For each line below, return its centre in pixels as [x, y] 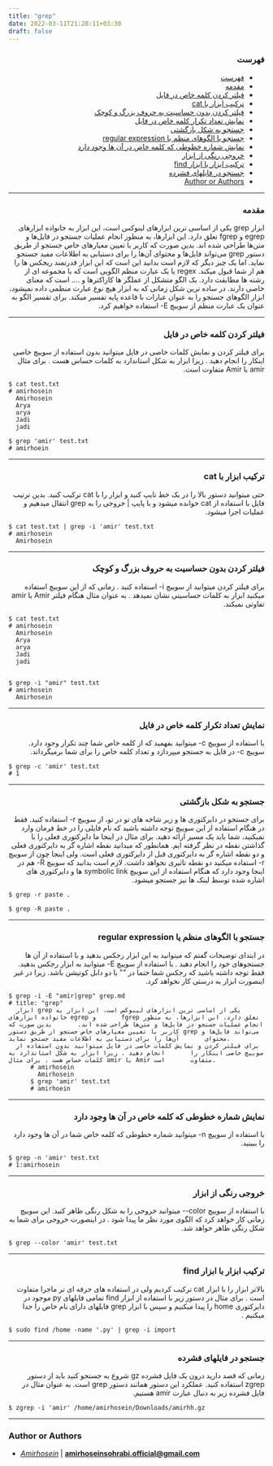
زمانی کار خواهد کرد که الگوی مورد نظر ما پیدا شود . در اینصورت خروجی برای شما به [136, 1219]
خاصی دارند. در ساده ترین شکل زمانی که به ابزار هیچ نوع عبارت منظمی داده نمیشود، [137, 288]
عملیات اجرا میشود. [235, 511]
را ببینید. [253, 1143]
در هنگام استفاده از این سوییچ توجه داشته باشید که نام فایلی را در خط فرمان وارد [143, 828]
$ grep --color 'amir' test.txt [63, 1243]
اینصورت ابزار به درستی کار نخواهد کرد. [205, 981]
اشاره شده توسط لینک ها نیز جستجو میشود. [198, 880]
